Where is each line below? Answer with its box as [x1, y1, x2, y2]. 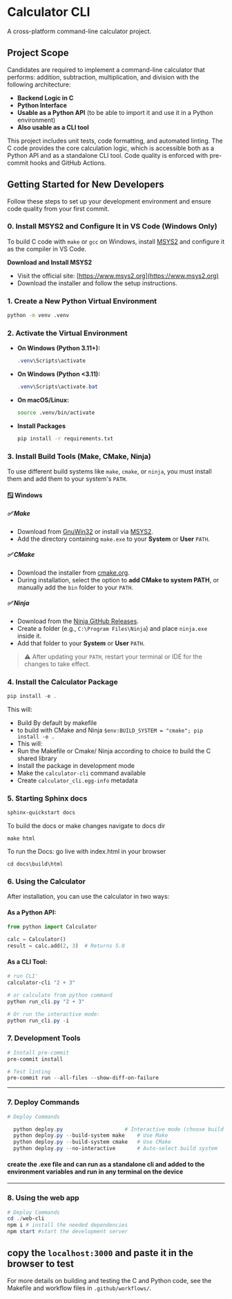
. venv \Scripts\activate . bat [17, 384, 98, 391]
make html [7, 835, 36, 842]
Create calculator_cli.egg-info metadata [17, 776, 138, 785]
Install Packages [17, 422, 66, 430]
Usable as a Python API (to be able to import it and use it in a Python [17, 108, 213, 116]
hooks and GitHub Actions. [30, 159, 106, 167]
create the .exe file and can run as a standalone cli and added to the [7, 1160, 205, 1168]
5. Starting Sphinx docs [7, 794, 88, 803]
